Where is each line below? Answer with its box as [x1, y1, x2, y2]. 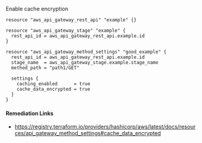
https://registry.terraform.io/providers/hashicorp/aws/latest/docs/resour [14, 123, 196, 130]
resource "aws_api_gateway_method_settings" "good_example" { [5, 49, 167, 55]
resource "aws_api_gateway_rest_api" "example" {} [5, 17, 137, 23]
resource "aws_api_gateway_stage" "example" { [5, 27, 126, 33]
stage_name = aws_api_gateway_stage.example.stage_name [11, 60, 159, 66]
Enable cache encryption [5, 5, 68, 12]
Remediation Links [5, 110, 54, 117]
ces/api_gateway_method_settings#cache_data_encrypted [14, 130, 161, 137]
